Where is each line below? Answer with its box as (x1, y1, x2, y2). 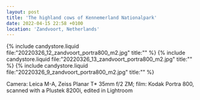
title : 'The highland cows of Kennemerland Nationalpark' (6, 15, 157, 21)
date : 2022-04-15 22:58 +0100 (6, 20, 84, 26)
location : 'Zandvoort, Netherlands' (6, 26, 100, 32)
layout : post (6, 9, 40, 15)
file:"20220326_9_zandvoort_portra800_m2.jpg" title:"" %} (6, 68, 155, 76)
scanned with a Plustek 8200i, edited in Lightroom (6, 87, 133, 95)
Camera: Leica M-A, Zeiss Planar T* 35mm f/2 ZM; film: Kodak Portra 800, (6, 80, 194, 88)
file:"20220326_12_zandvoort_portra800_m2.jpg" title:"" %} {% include (6, 49, 185, 57)
